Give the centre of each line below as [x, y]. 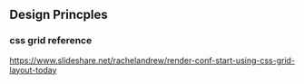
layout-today [33, 70]
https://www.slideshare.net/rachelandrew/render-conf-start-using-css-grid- [152, 60]
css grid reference [51, 41]
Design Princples [59, 15]
